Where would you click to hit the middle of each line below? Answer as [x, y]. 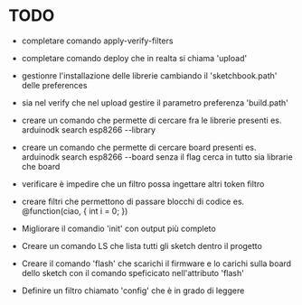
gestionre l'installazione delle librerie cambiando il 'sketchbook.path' [149, 75]
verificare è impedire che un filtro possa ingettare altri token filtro [143, 184]
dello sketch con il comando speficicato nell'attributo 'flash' [133, 273]
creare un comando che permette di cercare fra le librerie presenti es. [151, 120]
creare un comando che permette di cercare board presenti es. [139, 147]
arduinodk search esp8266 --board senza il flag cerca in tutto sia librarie [157, 157]
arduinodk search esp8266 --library [88, 129]
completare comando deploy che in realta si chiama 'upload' [134, 58]
